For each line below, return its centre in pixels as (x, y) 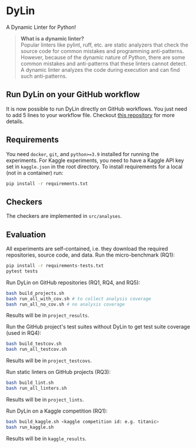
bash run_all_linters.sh (36, 389)
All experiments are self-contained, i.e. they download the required (87, 249)
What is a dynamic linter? (52, 38)
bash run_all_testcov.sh (36, 349)
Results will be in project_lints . (45, 399)
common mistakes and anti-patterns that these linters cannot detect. (104, 64)
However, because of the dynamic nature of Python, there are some (103, 57)
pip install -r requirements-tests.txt (55, 266)
